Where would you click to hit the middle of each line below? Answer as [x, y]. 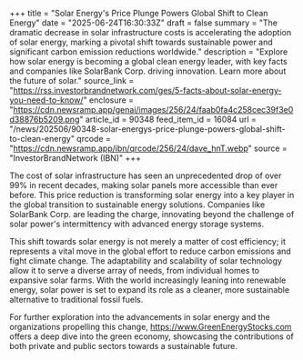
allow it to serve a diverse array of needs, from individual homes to [135, 270]
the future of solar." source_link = [72, 80]
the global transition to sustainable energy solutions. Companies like [137, 205]
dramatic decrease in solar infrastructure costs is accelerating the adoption [151, 32]
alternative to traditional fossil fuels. [76, 300]
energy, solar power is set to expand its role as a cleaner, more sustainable [149, 290]
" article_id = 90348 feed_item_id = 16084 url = [168, 119]
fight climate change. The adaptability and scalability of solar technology [146, 261]
